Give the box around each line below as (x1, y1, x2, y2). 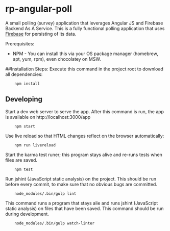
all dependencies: (5, 71, 43, 77)
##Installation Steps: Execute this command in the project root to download (5, 66, 163, 72)
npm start (14, 123, 36, 129)
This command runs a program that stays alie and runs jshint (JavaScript (5, 200, 158, 206)
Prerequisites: (5, 40, 35, 46)
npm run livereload (14, 142, 56, 148)
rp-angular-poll (5, 3, 72, 15)
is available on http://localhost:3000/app (5, 114, 91, 120)
